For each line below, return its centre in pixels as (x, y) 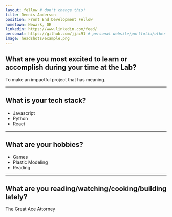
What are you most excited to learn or (67, 59)
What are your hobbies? (44, 145)
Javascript (24, 113)
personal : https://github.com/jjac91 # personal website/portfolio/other (86, 34)
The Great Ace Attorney (30, 209)
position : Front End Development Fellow (49, 19)
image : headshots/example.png (38, 39)
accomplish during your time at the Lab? (71, 67)
